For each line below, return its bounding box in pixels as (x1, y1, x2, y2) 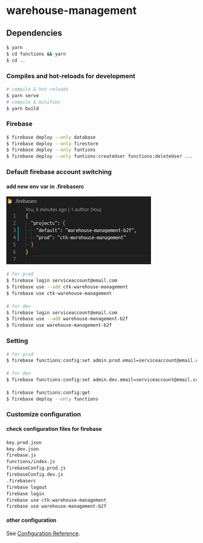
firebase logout (6, 484, 47, 490)
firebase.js (6, 452, 36, 458)
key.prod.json (6, 439, 42, 445)
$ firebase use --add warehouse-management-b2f (6, 316, 129, 322)
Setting (6, 337, 28, 345)
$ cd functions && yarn (6, 51, 66, 57)
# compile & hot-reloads (6, 86, 69, 92)
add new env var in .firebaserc (6, 182, 85, 190)
